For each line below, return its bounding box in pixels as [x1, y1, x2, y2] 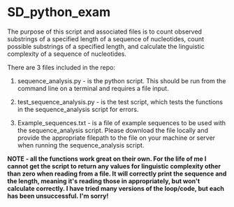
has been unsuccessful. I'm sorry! [7, 192, 109, 200]
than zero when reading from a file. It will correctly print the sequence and [7, 169, 227, 178]
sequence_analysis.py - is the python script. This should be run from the [17, 76, 226, 85]
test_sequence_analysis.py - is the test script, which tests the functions [17, 97, 224, 106]
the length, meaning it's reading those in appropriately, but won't [7, 176, 200, 185]
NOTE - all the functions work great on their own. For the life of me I [7, 155, 207, 163]
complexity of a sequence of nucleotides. [7, 50, 127, 58]
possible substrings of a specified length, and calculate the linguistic [7, 42, 205, 50]
